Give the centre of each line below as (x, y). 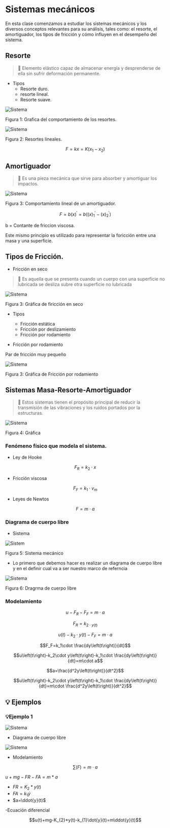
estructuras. (30, 413)
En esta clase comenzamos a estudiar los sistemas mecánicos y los (76, 23)
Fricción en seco (30, 269)
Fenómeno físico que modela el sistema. (56, 446)
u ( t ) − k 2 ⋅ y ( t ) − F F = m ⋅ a (85, 635)
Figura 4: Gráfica (23, 433)
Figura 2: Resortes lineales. (34, 139)
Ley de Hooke (27, 457)
